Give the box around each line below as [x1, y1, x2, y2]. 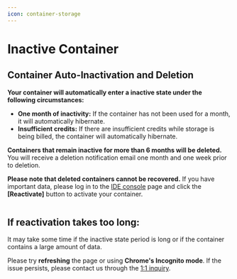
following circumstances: [7, 95, 84, 104]
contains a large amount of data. [7, 243, 103, 251]
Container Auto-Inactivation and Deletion [7, 69, 194, 82]
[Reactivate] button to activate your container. [7, 190, 143, 198]
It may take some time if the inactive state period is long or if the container [7, 235, 225, 244]
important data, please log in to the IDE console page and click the [7, 182, 202, 190]
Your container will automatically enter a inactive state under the [7, 88, 202, 97]
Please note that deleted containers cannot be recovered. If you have [7, 175, 215, 183]
